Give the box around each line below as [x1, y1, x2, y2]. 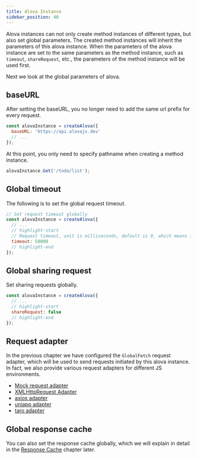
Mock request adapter [14, 382, 69, 389]
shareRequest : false [11, 309, 62, 315]
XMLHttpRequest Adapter [14, 388, 77, 395]
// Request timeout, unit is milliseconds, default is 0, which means [11, 233, 188, 239]
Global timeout [6, 184, 62, 194]
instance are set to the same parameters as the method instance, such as [6, 49, 184, 56]
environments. [6, 371, 41, 378]
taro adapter [14, 407, 45, 414]
